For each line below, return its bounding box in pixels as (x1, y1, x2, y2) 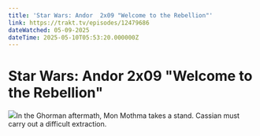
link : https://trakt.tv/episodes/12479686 (8, 19, 150, 27)
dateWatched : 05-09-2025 (8, 26, 90, 34)
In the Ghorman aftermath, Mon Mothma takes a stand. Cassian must (16, 111, 240, 120)
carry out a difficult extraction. (8, 119, 107, 129)
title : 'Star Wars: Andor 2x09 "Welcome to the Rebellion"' (8, 11, 214, 20)
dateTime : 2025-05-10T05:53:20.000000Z (8, 33, 139, 42)
